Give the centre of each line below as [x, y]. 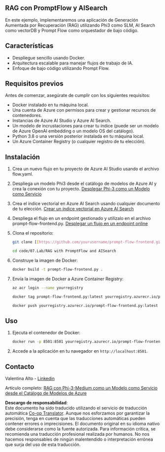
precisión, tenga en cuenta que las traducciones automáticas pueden [75, 418]
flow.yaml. [23, 174]
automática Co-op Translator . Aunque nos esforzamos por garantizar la [78, 413]
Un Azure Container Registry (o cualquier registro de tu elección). [79, 142]
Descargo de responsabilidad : [36, 403]
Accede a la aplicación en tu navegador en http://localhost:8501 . [80, 351]
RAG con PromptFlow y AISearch [56, 8]
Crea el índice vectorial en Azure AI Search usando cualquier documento [86, 204]
